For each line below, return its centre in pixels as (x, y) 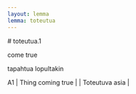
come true (22, 55)
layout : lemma (28, 14)
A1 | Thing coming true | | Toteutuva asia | (68, 82)
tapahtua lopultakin (36, 68)
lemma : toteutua (31, 21)
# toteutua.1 (24, 41)
